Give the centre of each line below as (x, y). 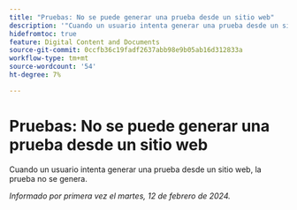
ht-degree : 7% (35, 75)
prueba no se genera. (49, 178)
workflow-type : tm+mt (49, 58)
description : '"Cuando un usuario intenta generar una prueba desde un (144, 26)
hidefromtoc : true (43, 34)
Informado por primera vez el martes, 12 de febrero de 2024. (120, 196)
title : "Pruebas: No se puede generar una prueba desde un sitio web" (142, 17)
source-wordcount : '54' (53, 67)
